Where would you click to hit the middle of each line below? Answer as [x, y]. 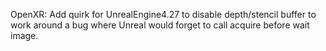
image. [24, 35]
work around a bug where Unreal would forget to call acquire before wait [160, 25]
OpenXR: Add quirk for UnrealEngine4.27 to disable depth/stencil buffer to [163, 14]
